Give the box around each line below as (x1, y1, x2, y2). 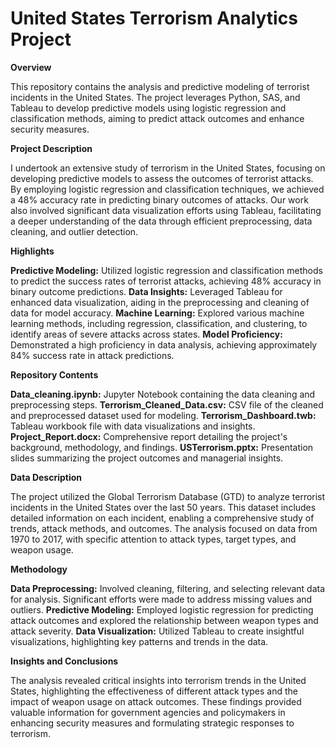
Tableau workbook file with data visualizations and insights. (10, 420, 256, 432)
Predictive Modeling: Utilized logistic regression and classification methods (10, 264, 323, 276)
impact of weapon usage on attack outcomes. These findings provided (10, 695, 302, 707)
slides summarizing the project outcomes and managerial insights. (10, 452, 284, 464)
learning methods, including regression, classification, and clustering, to (10, 317, 308, 329)
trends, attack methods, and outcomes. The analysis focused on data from (10, 522, 318, 534)
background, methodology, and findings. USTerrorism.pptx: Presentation (10, 441, 314, 453)
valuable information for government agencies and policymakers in (10, 706, 286, 718)
